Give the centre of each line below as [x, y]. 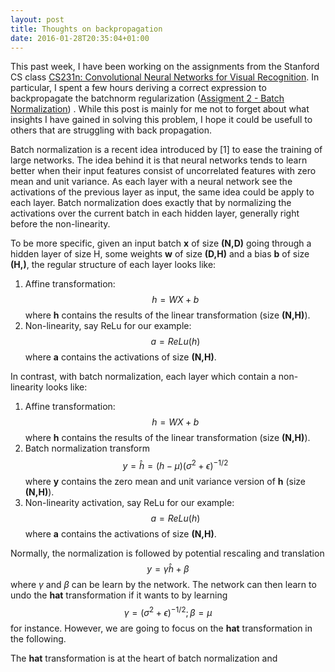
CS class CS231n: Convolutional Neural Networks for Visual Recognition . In [165, 77]
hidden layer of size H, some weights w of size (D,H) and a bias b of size [160, 254]
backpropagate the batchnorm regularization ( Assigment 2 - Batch [147, 98]
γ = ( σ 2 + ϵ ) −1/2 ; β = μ [168, 611]
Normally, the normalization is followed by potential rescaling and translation [167, 553]
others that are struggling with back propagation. [111, 130]
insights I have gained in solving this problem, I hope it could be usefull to [161, 120]
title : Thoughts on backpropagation [86, 29]
